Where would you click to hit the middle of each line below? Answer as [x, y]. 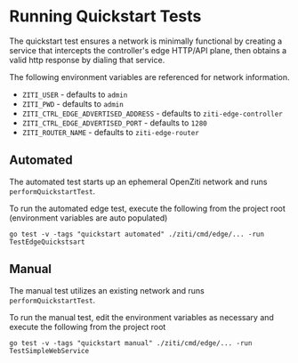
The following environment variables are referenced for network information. [150, 77]
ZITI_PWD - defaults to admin [73, 103]
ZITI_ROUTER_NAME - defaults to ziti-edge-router [111, 132]
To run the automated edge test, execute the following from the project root [148, 208]
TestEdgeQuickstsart [48, 242]
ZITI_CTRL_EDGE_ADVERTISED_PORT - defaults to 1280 [114, 123]
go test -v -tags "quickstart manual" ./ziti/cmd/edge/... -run [131, 343]
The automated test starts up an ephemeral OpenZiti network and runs [138, 181]
